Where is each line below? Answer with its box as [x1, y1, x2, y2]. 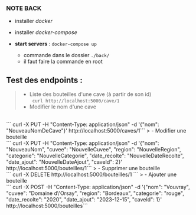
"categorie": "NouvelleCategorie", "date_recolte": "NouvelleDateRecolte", [6, 152, 184, 160]
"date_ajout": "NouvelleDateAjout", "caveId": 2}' [6, 158, 123, 166]
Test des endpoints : [6, 75, 83, 85]
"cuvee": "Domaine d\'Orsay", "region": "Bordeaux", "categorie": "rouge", [6, 190, 184, 197]
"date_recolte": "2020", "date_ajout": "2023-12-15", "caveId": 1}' [6, 196, 162, 203]
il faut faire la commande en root [23, 58, 103, 65]
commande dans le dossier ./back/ [23, 52, 110, 59]
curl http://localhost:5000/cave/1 [32, 98, 120, 104]
